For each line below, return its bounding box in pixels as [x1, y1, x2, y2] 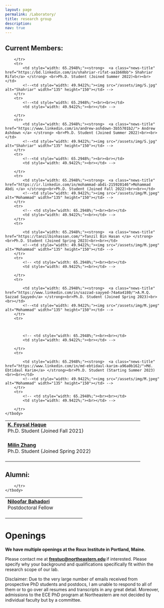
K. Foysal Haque [7, 421, 47, 428]
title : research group [5, 16, 52, 21]
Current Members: [5, 44, 63, 52]
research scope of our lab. [5, 566, 59, 572]
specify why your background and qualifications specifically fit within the [5, 561, 154, 567]
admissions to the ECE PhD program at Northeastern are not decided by [5, 592, 151, 598]
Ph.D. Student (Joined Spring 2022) [7, 448, 91, 455]
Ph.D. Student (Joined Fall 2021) [7, 427, 84, 434]
